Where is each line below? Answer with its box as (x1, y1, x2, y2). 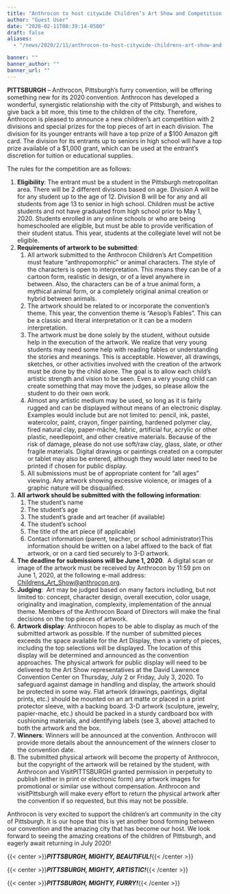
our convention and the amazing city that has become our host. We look (7, 824, 211, 832)
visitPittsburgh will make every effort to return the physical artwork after (16, 789, 220, 797)
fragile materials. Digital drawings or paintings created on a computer (27, 447, 223, 456)
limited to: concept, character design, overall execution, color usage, (16, 593, 211, 601)
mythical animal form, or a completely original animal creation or (27, 287, 209, 295)
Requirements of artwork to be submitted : (16, 243, 139, 251)
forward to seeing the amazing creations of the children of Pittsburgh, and (7, 832, 216, 840)
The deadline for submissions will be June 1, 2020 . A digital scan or (16, 556, 214, 564)
